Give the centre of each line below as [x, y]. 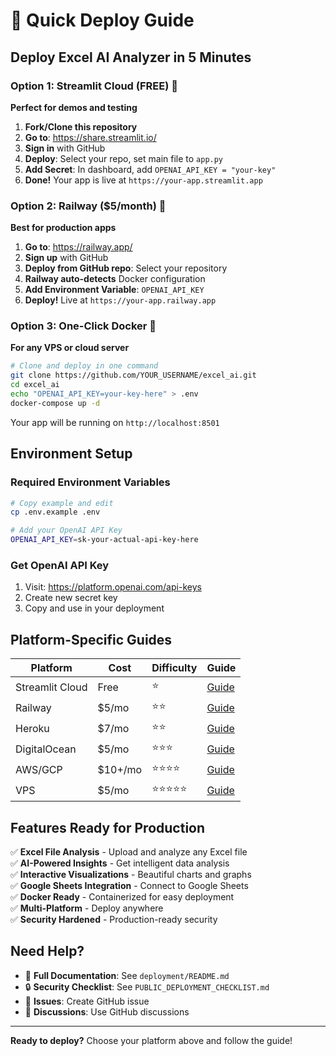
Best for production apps [63, 228]
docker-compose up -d [55, 403]
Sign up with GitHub [66, 258]
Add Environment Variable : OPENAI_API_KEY [114, 290]
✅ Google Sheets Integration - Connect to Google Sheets [129, 885]
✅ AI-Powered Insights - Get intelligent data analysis [120, 863]
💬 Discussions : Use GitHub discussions [107, 1011]
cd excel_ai [35, 385]
